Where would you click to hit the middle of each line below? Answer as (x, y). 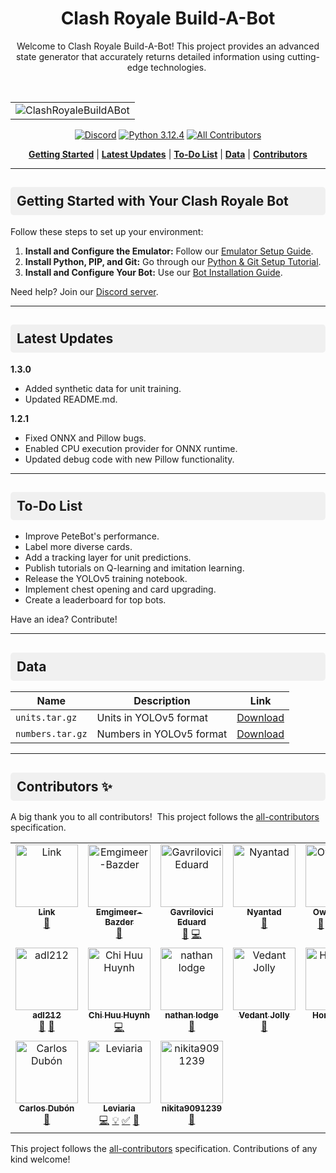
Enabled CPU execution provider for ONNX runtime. (131, 448)
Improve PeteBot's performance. (92, 536)
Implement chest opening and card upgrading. (120, 589)
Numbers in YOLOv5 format (162, 734)
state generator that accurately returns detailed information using (150, 56)
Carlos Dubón (46, 1108)
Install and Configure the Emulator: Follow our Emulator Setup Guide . (169, 251)
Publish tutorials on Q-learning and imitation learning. (134, 568)
